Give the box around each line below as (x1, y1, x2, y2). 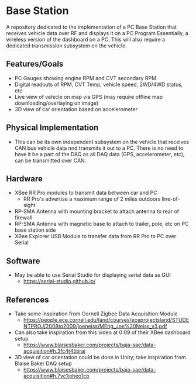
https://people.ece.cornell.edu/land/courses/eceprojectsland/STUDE (23, 317, 190, 323)
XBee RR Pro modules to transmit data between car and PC (14, 189, 157, 197)
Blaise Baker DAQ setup (14, 360, 72, 367)
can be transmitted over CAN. (14, 157, 87, 164)
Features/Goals (6, 59, 64, 69)
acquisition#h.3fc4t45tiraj (23, 348, 86, 355)
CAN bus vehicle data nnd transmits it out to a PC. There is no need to (14, 145, 184, 152)
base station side (14, 226, 56, 233)
